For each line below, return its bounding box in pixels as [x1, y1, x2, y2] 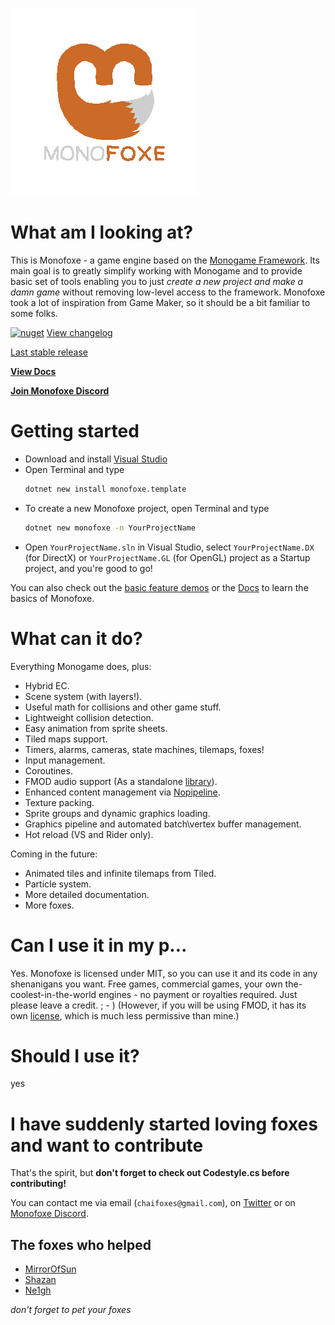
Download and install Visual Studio [24, 453, 168, 465]
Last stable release [10, 346, 88, 358]
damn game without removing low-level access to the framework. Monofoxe [10, 286, 326, 298]
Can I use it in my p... [10, 934, 188, 957]
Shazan [24, 1274, 57, 1286]
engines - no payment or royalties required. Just [98, 988, 298, 1000]
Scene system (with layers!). [24, 690, 143, 702]
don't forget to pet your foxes [10, 1304, 132, 1316]
